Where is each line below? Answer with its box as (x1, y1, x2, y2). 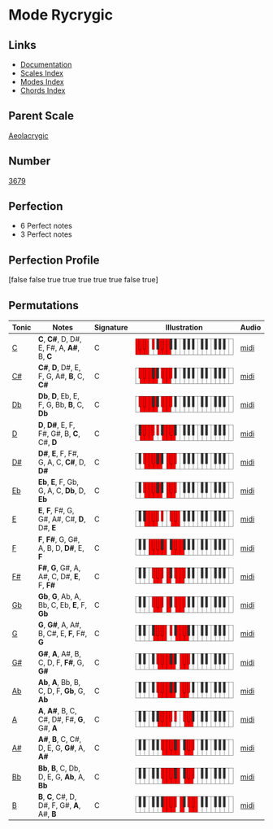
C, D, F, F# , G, (37, 657, 84, 667)
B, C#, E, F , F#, (37, 629, 88, 639)
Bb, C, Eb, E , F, (37, 600, 88, 610)
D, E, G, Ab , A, (37, 771, 85, 782)
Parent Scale (8, 109, 75, 123)
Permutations (8, 299, 79, 312)
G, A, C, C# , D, (37, 457, 87, 467)
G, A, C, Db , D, (37, 486, 86, 495)
